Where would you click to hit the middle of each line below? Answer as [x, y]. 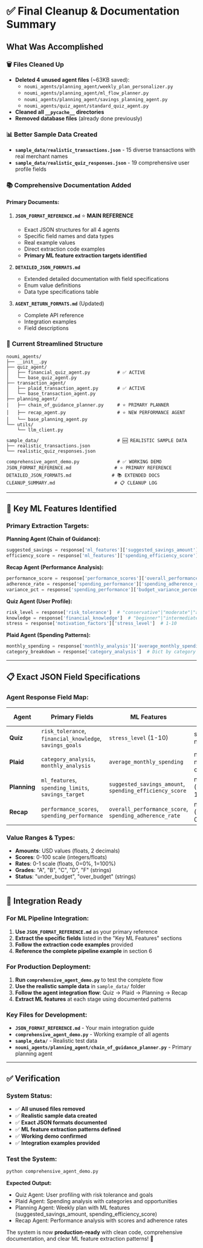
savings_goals [61, 745]
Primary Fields [72, 717]
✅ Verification [33, 1078]
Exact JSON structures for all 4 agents [72, 230]
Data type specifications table [61, 292]
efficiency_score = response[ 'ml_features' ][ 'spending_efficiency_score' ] [102, 556]
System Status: [29, 1095]
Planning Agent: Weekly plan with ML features [72, 1208]
